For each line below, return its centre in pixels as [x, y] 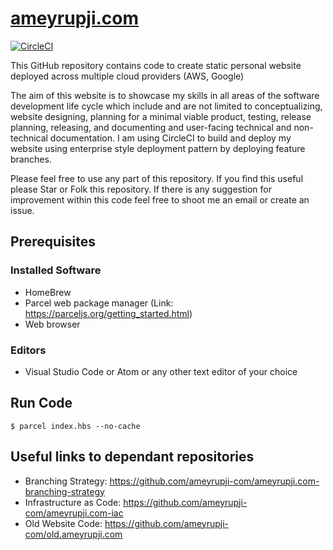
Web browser [52, 324]
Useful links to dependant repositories [132, 457]
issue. [22, 210]
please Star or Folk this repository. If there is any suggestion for [141, 189]
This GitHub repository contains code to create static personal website [156, 65]
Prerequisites [53, 242]
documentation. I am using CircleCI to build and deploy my [170, 138]
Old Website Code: [63, 523]
